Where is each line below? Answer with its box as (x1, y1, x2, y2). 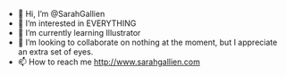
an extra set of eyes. (17, 46, 94, 57)
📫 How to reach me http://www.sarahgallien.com (17, 56, 201, 67)
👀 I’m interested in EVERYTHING (17, 18, 137, 29)
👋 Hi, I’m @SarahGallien (17, 9, 105, 19)
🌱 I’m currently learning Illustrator (17, 28, 141, 38)
